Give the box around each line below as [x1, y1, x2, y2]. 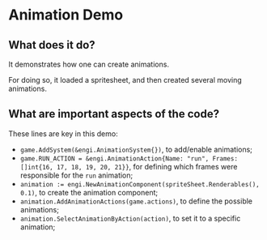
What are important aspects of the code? [8, 107, 220, 121]
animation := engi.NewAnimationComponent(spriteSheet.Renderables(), [19, 180, 261, 188]
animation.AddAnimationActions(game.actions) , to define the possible [19, 196, 253, 206]
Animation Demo [8, 6, 124, 24]
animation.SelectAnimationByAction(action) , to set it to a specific [19, 213, 241, 223]
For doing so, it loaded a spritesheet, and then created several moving [8, 75, 243, 84]
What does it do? [8, 38, 95, 52]
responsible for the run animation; [19, 170, 133, 180]
